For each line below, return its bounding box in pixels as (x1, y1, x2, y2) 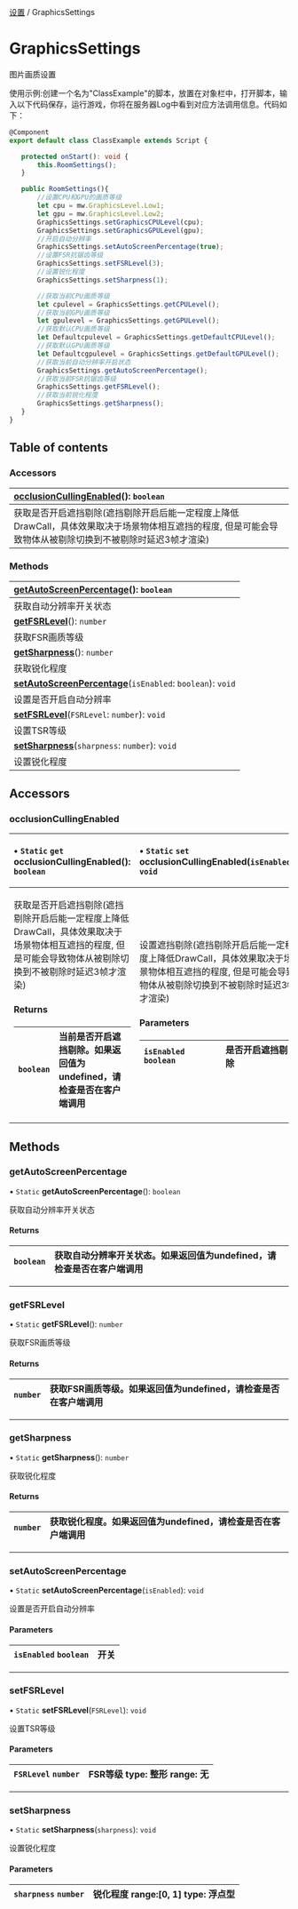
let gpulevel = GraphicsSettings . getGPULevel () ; (36, 316, 220, 325)
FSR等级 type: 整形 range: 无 (88, 1769, 209, 1781)
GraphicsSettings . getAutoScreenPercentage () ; (36, 366, 208, 375)
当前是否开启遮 (59, 1031, 122, 1043)
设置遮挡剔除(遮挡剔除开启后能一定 (138, 939, 286, 952)
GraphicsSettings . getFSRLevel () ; (36, 382, 161, 392)
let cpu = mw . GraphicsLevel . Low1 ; (36, 202, 165, 211)
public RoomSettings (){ (20, 185, 109, 194)
